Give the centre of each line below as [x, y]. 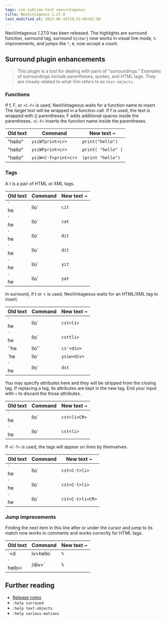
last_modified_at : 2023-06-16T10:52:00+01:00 [53, 19]
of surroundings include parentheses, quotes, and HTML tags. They [86, 76]
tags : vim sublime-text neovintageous [45, 10]
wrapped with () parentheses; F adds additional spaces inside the [72, 116]
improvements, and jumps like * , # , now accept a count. [62, 44]
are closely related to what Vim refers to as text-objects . [76, 82]
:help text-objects [32, 608]
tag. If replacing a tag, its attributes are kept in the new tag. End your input [81, 388]
